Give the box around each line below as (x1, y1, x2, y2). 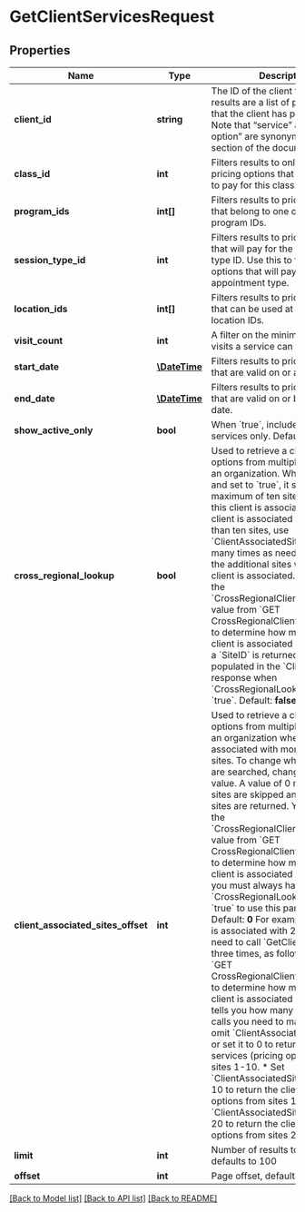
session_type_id (14, 254, 86, 266)
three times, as (211, 947, 274, 960)
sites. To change (211, 754, 281, 766)
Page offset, (211, 1169, 263, 1182)
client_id (14, 113, 52, 125)
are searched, (211, 765, 271, 778)
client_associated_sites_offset (14, 919, 148, 931)
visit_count (14, 334, 64, 347)
